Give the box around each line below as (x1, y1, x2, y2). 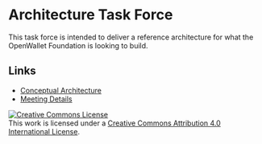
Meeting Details (19, 94, 73, 104)
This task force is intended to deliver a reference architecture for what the (8, 32, 254, 42)
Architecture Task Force (8, 6, 173, 24)
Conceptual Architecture (19, 85, 102, 95)
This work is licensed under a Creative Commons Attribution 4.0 (8, 118, 222, 128)
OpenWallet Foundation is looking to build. (8, 40, 148, 50)
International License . (8, 126, 81, 136)
